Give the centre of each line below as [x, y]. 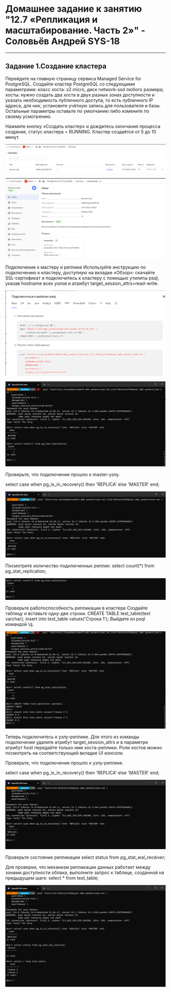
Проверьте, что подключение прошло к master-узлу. [63, 475]
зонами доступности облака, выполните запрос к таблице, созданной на [85, 872]
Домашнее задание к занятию [74, 9]
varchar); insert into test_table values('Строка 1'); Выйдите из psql [75, 619]
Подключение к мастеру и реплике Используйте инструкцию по [76, 267]
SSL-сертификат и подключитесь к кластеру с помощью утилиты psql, [82, 278]
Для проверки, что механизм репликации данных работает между [78, 867]
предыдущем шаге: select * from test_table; [52, 878]
